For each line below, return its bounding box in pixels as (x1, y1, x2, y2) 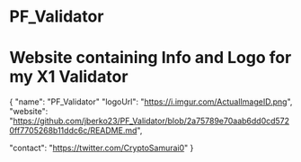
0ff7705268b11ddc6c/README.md (9, 125, 137, 136)
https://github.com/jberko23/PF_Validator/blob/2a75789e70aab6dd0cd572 (13, 115, 290, 127)
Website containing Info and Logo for (9, 48, 292, 68)
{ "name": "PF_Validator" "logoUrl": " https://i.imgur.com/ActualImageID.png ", (9, 96, 293, 107)
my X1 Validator (9, 67, 128, 87)
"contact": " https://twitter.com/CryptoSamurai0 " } (9, 142, 194, 154)
